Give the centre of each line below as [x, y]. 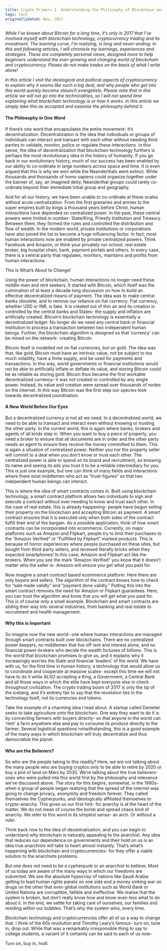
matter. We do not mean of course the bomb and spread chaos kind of [77, 809]
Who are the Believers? [30, 751]
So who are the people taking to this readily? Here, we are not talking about [82, 762]
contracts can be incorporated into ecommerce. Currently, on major [75, 528]
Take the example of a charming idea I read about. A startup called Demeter [83, 707]
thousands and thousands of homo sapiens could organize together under [81, 176]
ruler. [10, 820]
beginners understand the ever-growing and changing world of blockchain [82, 60]
